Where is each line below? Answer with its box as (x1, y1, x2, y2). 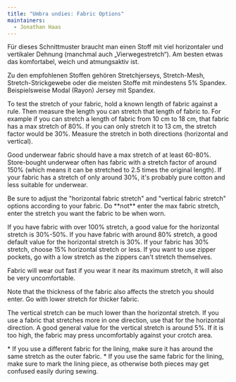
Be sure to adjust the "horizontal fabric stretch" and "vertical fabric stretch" (7, 194, 227, 203)
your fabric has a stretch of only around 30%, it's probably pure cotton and (7, 173, 225, 182)
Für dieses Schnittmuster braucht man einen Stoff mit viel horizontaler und (7, 43, 223, 51)
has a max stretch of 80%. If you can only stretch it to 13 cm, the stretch (7, 122, 217, 131)
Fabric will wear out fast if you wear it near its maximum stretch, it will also (7, 267, 223, 275)
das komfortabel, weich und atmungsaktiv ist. (7, 58, 139, 66)
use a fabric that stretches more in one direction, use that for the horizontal (7, 316, 225, 324)
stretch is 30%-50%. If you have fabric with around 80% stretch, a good (7, 230, 218, 239)
